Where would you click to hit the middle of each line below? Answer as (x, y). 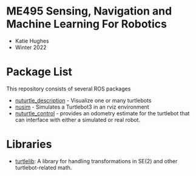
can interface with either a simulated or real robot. (78, 120)
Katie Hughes (32, 41)
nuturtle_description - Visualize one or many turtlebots (83, 100)
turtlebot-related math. (43, 168)
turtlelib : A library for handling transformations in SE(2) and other (96, 161)
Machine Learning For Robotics (86, 24)
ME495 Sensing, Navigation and (89, 11)
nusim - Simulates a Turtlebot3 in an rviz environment (82, 107)
